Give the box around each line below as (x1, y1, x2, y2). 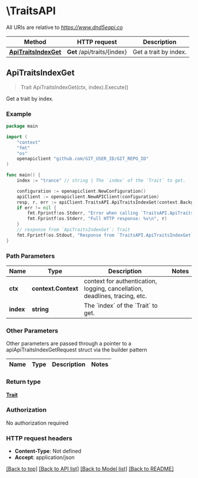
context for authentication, (84, 277, 157, 285)
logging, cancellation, (84, 284, 143, 292)
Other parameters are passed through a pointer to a (6, 340, 131, 347)
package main (6, 123, 38, 130)
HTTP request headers (6, 434, 72, 442)
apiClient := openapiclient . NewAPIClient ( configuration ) (16, 193, 160, 199)
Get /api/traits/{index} (67, 47, 127, 56)
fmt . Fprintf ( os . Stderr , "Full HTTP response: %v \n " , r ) (27, 216, 167, 222)
